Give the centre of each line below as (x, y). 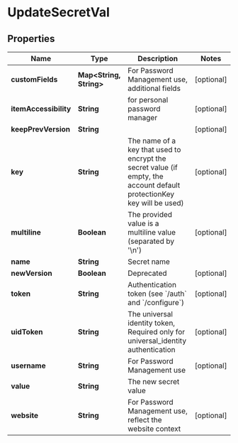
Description (158, 59)
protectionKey (151, 194)
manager (142, 118)
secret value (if (153, 167)
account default (154, 185)
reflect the (144, 420)
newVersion (32, 273)
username (28, 365)
